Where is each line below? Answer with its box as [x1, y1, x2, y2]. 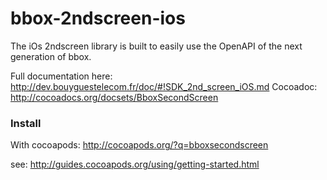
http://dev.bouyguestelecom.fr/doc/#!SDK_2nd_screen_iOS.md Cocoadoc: [10, 80, 318, 92]
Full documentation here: [10, 70, 113, 82]
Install [10, 116, 42, 130]
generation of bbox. [10, 50, 92, 62]
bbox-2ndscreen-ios [10, 7, 186, 30]
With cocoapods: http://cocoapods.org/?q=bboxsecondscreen [10, 139, 269, 151]
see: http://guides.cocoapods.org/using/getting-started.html [10, 158, 260, 171]
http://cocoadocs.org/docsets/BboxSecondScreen [10, 91, 219, 103]
